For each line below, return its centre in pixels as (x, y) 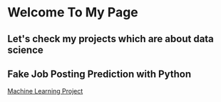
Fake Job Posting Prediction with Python (99, 74)
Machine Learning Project (45, 91)
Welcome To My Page (73, 12)
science (26, 50)
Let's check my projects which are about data (110, 39)
